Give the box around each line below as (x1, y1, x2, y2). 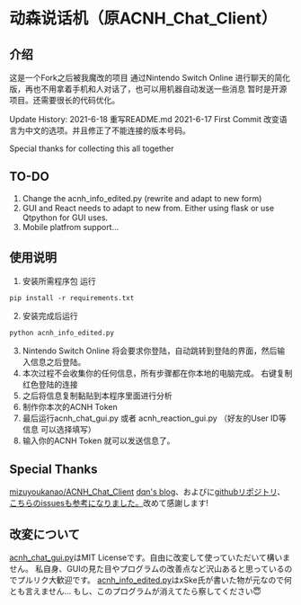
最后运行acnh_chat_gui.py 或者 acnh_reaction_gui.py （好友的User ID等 (22, 413, 287, 423)
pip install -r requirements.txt (9, 293, 135, 302)
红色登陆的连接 (22, 378, 78, 389)
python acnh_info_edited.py (9, 328, 115, 337)
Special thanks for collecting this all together (9, 143, 174, 154)
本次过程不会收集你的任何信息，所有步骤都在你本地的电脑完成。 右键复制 (22, 368, 293, 378)
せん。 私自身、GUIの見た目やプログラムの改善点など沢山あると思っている (9, 564, 285, 574)
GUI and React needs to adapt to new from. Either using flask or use (22, 202, 275, 213)
